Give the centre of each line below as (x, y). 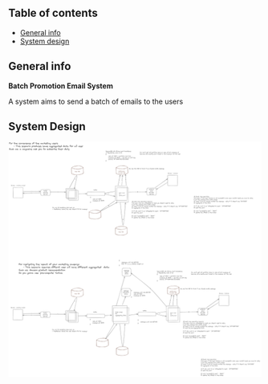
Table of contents (53, 13)
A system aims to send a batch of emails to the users (96, 101)
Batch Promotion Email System (61, 86)
